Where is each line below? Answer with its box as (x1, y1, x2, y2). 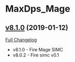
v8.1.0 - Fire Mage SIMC (12, 47, 63, 52)
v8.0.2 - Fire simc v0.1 (12, 52, 59, 58)
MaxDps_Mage (5, 3, 70, 15)
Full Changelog (5, 37, 37, 43)
